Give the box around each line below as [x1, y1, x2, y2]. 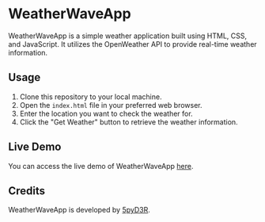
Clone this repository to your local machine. [19, 92, 162, 101]
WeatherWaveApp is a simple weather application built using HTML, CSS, [8, 31, 248, 40]
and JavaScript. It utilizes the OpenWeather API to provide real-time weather [8, 39, 257, 48]
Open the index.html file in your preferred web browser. [19, 100, 203, 109]
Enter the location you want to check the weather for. [19, 109, 193, 118]
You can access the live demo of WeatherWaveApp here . [8, 161, 194, 170]
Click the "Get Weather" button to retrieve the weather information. [19, 117, 239, 127]
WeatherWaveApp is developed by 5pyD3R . [8, 205, 150, 215]
